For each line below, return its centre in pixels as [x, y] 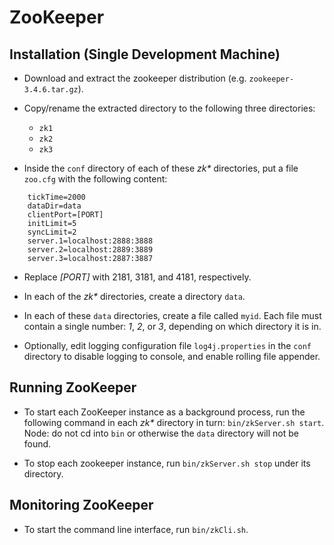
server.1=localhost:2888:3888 [90, 241]
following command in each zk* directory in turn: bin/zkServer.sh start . [174, 422]
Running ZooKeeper [73, 387]
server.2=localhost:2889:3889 [90, 250]
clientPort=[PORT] [65, 215]
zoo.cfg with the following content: [95, 179]
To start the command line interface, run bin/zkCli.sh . [136, 529]
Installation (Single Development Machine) [145, 54]
